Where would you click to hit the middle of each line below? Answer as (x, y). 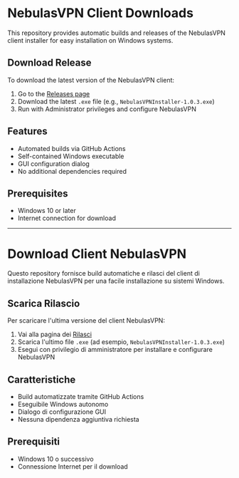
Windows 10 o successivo (55, 459)
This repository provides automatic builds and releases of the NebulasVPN (117, 33)
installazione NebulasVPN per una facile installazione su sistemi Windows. (116, 281)
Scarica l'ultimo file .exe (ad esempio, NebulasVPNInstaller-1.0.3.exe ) (121, 342)
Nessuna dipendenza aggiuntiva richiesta (79, 419)
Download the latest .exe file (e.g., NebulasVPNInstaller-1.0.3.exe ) (116, 101)
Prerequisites (38, 193)
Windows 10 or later (47, 211)
